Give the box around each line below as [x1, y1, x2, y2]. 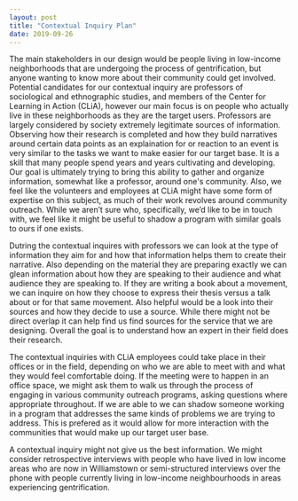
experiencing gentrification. [9, 482, 111, 493]
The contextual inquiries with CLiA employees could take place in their [9, 352, 266, 363]
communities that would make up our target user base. [9, 427, 209, 438]
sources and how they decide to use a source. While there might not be [9, 307, 271, 317]
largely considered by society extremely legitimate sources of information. [9, 120, 281, 130]
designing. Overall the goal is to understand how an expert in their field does [9, 325, 289, 336]
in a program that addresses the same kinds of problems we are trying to [9, 409, 276, 419]
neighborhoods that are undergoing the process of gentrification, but [9, 63, 262, 74]
